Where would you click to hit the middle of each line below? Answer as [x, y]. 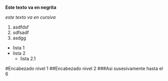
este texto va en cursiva [31, 17]
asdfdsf [21, 27]
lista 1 [19, 48]
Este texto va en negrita [31, 7]
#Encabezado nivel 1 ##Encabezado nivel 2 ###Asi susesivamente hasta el [84, 69]
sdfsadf [21, 32]
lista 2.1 [28, 59]
